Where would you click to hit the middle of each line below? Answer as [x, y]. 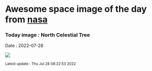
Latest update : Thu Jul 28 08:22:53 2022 [41, 64]
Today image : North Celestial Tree [48, 35]
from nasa [26, 19]
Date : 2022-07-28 [24, 46]
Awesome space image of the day [76, 9]
